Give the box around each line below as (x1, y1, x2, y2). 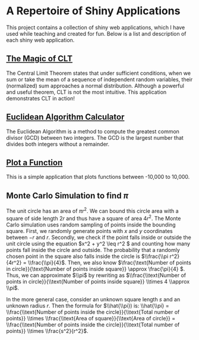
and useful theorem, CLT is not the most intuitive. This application (6, 88, 167, 96)
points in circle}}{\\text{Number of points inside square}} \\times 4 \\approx (6, 278, 190, 285)
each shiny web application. (6, 36, 75, 43)
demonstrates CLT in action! (6, 95, 75, 102)
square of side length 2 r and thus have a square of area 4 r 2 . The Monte (6, 213, 181, 222)
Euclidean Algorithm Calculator (6, 112, 125, 122)
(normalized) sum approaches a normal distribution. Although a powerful (6, 82, 184, 89)
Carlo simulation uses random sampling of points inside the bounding (6, 221, 176, 228)
